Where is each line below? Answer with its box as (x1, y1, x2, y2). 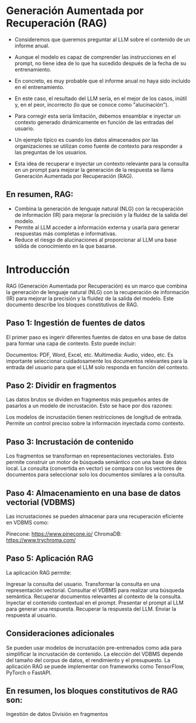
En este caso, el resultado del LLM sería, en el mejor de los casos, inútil (14, 95, 187, 102)
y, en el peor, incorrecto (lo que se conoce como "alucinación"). (14, 101, 169, 108)
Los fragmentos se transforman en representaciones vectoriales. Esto (6, 452, 174, 459)
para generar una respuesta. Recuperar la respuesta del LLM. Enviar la (6, 605, 177, 612)
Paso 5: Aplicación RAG (6, 554, 94, 564)
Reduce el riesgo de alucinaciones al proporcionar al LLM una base (14, 236, 177, 243)
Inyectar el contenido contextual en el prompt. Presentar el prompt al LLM (6, 599, 184, 606)
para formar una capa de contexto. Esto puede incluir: (6, 340, 136, 347)
